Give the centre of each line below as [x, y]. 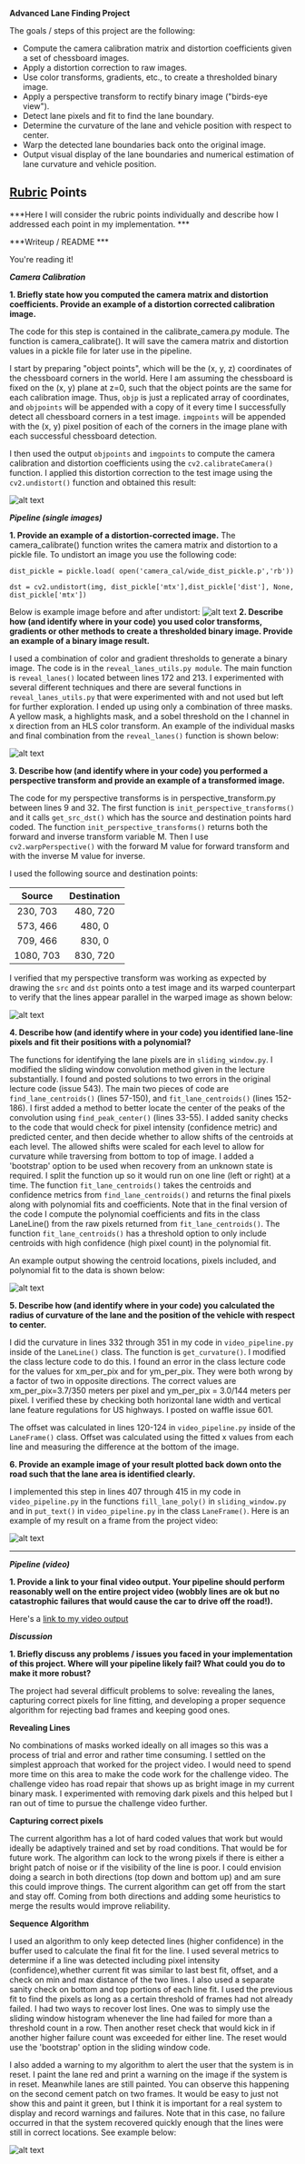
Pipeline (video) [40, 1564]
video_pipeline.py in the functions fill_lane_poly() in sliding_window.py [148, 1501]
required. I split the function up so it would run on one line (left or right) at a [150, 1175]
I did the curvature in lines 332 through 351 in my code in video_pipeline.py [152, 1342]
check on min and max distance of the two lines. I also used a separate [142, 1980]
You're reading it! [42, 259]
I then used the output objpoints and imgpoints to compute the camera [142, 453]
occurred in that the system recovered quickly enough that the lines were [147, 2122]
